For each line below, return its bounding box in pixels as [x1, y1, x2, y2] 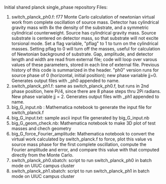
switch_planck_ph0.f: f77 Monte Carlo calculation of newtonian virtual [11, 14, 155, 19]
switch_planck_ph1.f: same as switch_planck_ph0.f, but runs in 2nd [11, 83, 149, 89]
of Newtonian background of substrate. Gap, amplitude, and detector [11, 51, 154, 57]
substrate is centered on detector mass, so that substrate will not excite [11, 35, 159, 41]
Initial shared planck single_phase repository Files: [4, 4, 108, 10]
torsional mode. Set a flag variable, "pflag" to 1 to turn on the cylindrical [11, 40, 159, 46]
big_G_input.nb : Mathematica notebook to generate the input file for [11, 104, 152, 110]
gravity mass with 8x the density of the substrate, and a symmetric [11, 24, 149, 30]
